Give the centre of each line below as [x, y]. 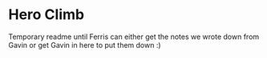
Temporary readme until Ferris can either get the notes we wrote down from [134, 37]
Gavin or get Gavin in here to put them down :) [85, 44]
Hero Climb [47, 15]
